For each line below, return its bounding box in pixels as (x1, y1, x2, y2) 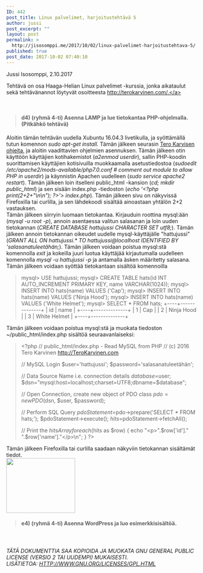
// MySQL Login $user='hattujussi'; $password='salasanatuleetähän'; (21, 360, 195, 367)
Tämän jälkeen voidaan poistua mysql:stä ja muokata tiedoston (6, 324, 163, 331)
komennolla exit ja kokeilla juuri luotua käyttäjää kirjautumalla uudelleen (6, 249, 184, 257)
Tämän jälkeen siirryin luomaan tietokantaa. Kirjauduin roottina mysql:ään (6, 211, 188, 218)
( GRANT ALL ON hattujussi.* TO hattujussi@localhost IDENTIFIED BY (6, 236, 179, 244)
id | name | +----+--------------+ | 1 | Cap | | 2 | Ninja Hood (49, 306, 197, 313)
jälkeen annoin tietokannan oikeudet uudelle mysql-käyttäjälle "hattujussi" (6, 230, 190, 238)
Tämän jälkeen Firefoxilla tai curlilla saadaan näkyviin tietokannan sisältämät (6, 445, 195, 452)
